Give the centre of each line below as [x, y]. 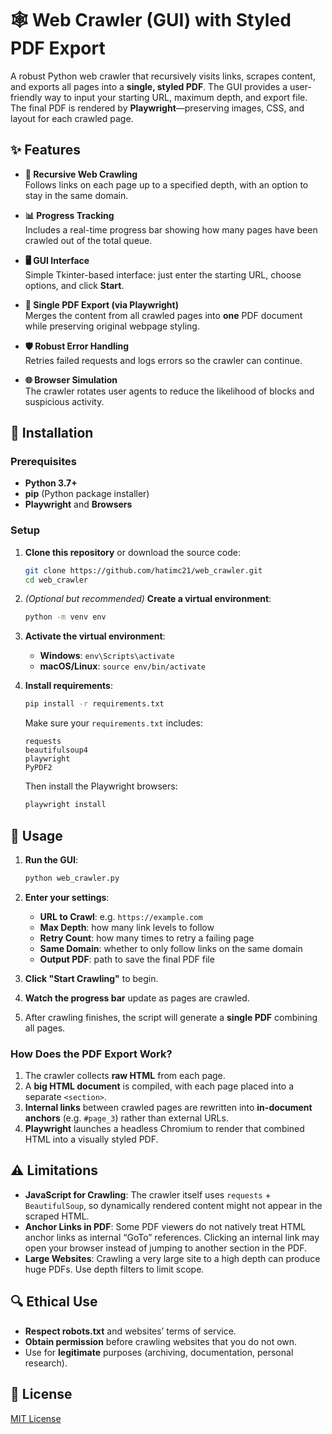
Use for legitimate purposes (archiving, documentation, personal [159, 1352]
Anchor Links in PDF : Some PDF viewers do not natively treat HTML [165, 1226]
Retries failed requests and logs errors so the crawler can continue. [163, 360]
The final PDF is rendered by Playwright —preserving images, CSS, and [157, 108]
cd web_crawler [56, 580]
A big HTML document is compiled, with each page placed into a [159, 1086]
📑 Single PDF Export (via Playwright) [101, 304]
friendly [26, 97]
